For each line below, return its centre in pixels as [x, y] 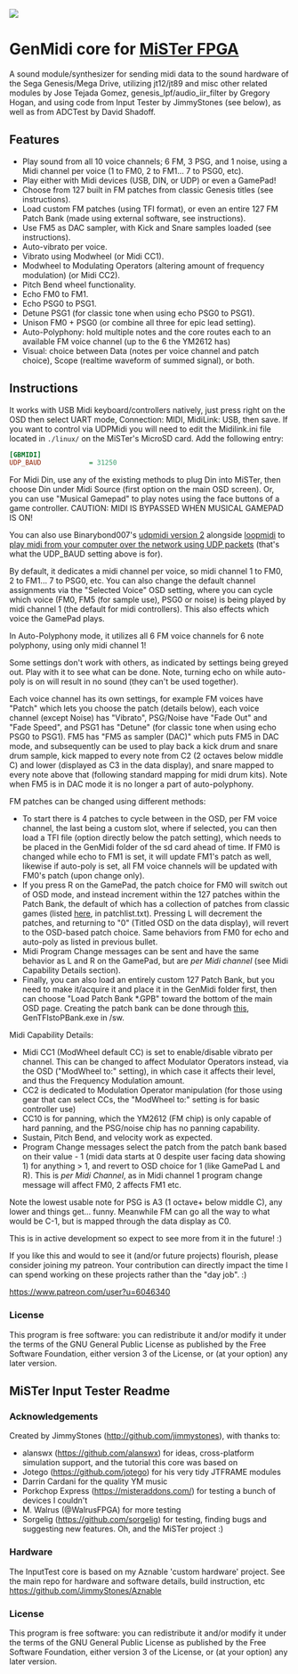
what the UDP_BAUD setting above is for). [86, 554]
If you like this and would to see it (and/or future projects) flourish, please [144, 1256]
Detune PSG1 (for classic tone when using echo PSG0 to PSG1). [138, 313]
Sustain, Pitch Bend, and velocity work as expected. [117, 1138]
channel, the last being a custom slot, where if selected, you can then [149, 829]
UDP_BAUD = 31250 [63, 463]
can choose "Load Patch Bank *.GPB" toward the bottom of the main [147, 999]
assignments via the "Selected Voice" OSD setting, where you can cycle [141, 590]
